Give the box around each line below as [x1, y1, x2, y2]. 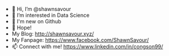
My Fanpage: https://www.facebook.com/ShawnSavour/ [11, 37, 149, 43]
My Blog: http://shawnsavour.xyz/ [11, 30, 95, 37]
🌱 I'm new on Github [11, 18, 61, 24]
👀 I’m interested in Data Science [11, 12, 90, 19]
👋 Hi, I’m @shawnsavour [11, 6, 71, 12]
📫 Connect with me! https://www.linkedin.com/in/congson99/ [11, 43, 164, 50]
